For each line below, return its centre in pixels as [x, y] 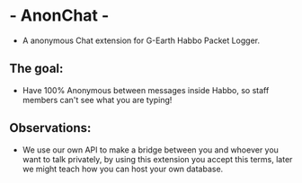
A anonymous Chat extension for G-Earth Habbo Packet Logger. [141, 40]
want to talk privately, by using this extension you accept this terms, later [157, 159]
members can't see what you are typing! [97, 100]
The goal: [36, 69]
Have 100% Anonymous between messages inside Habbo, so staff [146, 90]
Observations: [50, 128]
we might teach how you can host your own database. [123, 169]
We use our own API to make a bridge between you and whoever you [150, 150]
